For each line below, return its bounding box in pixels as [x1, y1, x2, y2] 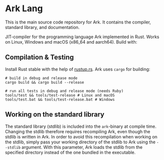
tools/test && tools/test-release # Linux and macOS [5, 92, 115, 98]
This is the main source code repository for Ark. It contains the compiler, [5, 19, 151, 25]
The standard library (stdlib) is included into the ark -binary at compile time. [5, 123, 157, 129]
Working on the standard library [5, 111, 105, 119]
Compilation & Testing [5, 53, 74, 62]
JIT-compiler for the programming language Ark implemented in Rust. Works [5, 34, 160, 40]
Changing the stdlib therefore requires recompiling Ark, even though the [5, 128, 150, 135]
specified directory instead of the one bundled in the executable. [5, 149, 136, 155]
